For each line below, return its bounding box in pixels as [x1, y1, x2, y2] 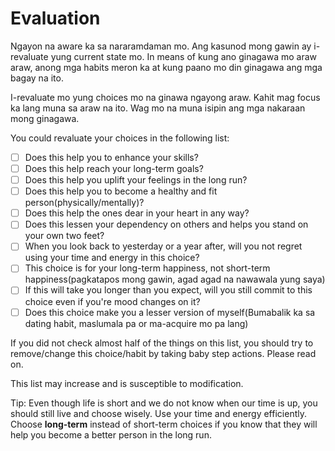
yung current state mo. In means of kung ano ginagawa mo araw [50, 50, 318, 62]
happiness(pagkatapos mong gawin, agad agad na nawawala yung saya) [24, 273, 326, 286]
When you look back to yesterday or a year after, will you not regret [24, 240, 303, 252]
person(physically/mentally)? [24, 197, 145, 209]
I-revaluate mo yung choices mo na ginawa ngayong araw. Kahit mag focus [10, 91, 321, 103]
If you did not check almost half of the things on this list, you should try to [10, 337, 314, 349]
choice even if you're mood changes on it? [24, 295, 201, 307]
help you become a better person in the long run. [10, 428, 212, 441]
